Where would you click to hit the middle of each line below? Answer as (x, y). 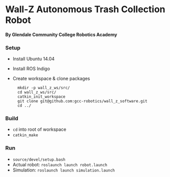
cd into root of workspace (39, 129)
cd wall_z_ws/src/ (37, 93)
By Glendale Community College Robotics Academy (61, 35)
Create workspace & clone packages (51, 79)
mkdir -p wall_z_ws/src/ (44, 88)
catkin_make (25, 135)
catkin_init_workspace (41, 97)
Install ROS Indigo (31, 69)
